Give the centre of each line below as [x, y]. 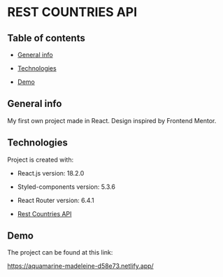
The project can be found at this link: [60, 253]
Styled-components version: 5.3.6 [66, 187]
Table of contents [46, 38]
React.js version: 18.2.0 [51, 173]
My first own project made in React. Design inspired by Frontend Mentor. [112, 120]
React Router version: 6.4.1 [56, 200]
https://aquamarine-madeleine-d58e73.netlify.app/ [80, 266]
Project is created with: [41, 159]
